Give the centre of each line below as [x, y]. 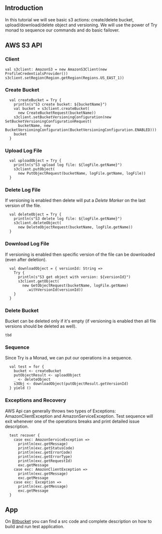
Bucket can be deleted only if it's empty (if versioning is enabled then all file [81, 321]
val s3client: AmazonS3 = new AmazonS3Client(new [56, 69]
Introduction [24, 8]
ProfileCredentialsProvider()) [37, 73]
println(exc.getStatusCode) [46, 448]
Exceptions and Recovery [36, 400]
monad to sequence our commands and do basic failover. [62, 30]
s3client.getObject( [38, 281]
